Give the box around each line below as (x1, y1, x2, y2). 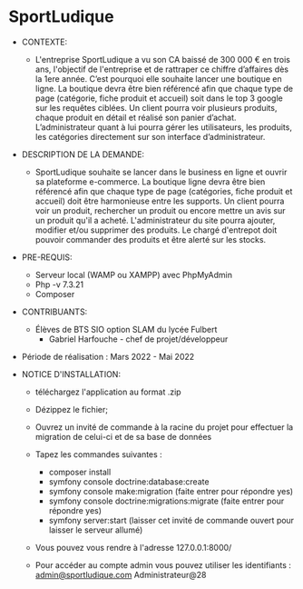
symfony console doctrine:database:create (48, 475, 210, 487)
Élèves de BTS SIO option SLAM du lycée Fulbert (34, 324, 218, 334)
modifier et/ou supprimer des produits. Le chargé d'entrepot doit (34, 225, 278, 235)
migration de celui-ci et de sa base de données (34, 431, 212, 442)
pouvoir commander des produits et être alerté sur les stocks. (34, 234, 267, 245)
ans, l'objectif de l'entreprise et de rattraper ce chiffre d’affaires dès (34, 64, 289, 75)
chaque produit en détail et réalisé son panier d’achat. (34, 112, 237, 123)
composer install (48, 466, 112, 477)
